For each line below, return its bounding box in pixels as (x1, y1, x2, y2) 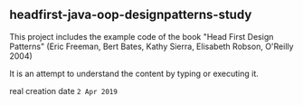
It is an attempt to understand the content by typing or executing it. (9, 68, 260, 79)
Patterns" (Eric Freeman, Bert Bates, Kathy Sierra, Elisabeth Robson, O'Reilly (9, 41, 294, 52)
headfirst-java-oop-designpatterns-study (9, 7, 252, 23)
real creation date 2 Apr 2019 (9, 85, 118, 96)
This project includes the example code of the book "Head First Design (9, 31, 274, 42)
